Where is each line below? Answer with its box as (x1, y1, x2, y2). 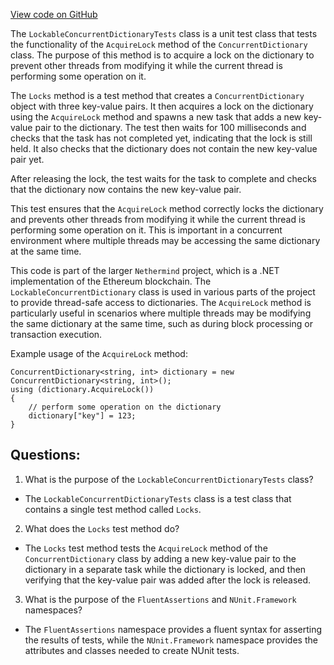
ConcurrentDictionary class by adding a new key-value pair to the (24, 552, 297, 564)
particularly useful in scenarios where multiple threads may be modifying (10, 307, 312, 319)
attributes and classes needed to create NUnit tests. (24, 644, 240, 656)
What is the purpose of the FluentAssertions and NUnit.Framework (24, 593, 297, 605)
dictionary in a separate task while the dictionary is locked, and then (24, 563, 307, 575)
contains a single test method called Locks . (24, 503, 202, 515)
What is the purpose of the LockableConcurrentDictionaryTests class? (24, 473, 314, 485)
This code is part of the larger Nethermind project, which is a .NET (10, 265, 280, 276)
